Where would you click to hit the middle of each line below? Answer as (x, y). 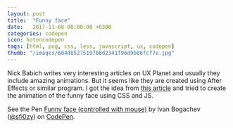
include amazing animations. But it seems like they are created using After (114, 80)
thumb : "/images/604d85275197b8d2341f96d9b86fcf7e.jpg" (91, 53)
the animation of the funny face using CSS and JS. (80, 95)
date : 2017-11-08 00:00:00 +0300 (59, 27)
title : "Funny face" (39, 20)
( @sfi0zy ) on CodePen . (41, 116)
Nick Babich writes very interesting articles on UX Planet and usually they (114, 73)
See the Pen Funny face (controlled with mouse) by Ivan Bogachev (104, 109)
